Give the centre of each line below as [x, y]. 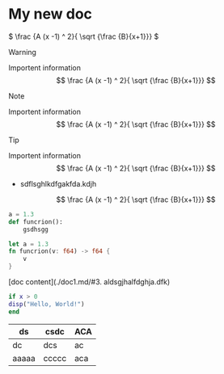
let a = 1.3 [28, 244]
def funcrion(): [36, 222]
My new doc [51, 14]
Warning [22, 52]
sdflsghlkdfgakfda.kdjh [58, 183]
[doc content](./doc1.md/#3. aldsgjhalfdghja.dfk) [89, 282]
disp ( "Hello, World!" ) [46, 304]
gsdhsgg [36, 229]
